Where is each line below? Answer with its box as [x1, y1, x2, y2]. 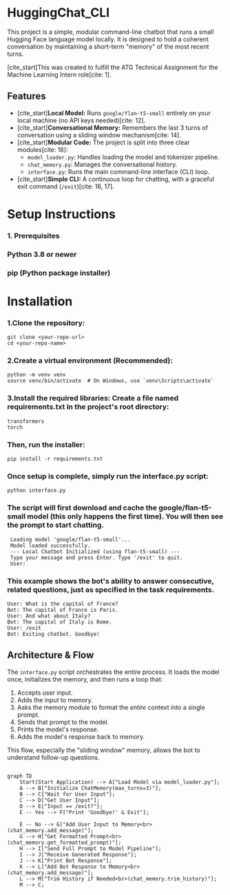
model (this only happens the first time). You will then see [27, 512, 224, 521]
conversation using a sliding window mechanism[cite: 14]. [17, 131, 181, 139]
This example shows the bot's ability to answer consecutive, [7, 576, 214, 586]
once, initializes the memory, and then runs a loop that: [7, 675, 163, 683]
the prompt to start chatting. [7, 520, 105, 530]
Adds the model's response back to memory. [17, 732, 145, 740]
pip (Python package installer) [7, 268, 111, 278]
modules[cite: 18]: [17, 145, 68, 153]
